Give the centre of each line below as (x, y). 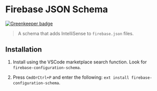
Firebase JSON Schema (57, 9)
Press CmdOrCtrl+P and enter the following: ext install (71, 77)
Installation (24, 50)
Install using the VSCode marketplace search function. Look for (80, 62)
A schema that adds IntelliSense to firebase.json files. (76, 33)
